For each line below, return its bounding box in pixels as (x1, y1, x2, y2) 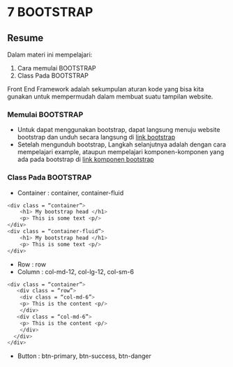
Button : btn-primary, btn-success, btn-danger (17, 352, 151, 360)
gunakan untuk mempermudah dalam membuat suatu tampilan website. (7, 92, 213, 100)
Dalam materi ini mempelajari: (7, 50, 93, 59)
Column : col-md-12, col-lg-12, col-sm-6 (17, 267, 135, 276)
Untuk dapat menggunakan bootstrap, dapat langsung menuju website (17, 126, 220, 134)
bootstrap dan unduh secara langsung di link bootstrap (17, 133, 176, 142)
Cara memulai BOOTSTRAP (17, 64, 96, 72)
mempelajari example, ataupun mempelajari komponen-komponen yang (17, 148, 225, 156)
